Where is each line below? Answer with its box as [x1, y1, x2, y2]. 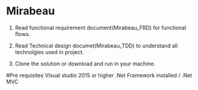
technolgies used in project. [14, 48, 84, 55]
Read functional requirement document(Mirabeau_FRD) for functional [14, 24, 187, 31]
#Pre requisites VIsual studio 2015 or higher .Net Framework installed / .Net [6, 71, 193, 79]
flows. [14, 30, 31, 37]
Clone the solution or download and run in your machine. [14, 60, 156, 67]
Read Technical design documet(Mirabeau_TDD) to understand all [14, 42, 178, 49]
